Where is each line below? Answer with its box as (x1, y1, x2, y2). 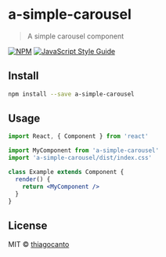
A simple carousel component (27, 31, 124, 41)
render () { (15, 175, 51, 183)
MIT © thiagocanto (8, 240, 70, 249)
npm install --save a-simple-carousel (8, 90, 135, 98)
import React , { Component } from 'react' (8, 132, 149, 140)
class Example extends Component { (8, 168, 125, 176)
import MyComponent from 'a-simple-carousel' (8, 147, 159, 154)
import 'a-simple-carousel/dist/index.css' (8, 154, 153, 162)
